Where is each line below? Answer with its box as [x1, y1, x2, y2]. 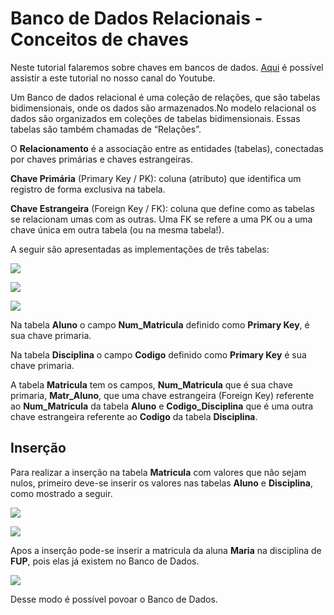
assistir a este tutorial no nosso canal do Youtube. [10, 72, 216, 84]
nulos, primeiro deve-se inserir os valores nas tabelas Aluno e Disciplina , [10, 477, 314, 489]
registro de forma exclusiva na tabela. [10, 183, 166, 195]
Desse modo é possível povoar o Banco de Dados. [10, 593, 218, 605]
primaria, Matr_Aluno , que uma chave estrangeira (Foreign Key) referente [10, 389, 315, 401]
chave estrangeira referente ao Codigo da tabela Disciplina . [10, 410, 258, 422]
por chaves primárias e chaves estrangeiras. [10, 153, 194, 165]
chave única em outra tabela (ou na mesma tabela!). [10, 223, 225, 236]
